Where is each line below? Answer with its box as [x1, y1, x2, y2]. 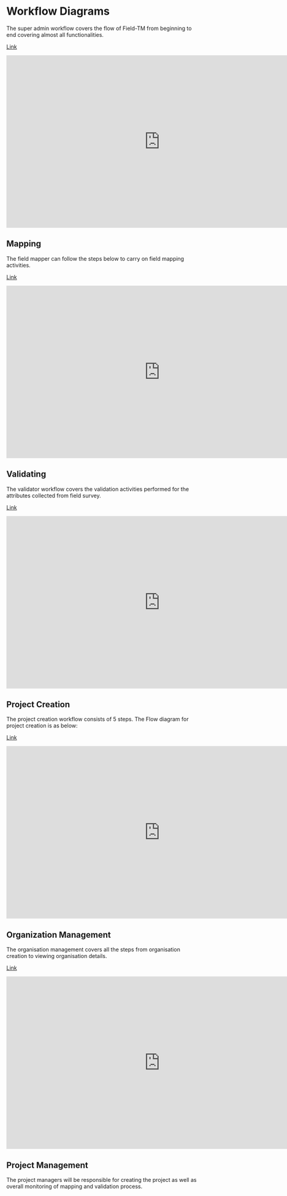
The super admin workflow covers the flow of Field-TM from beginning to [6, 25, 192, 32]
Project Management [6, 1160, 88, 1170]
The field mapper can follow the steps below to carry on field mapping [6, 255, 185, 262]
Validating [6, 469, 47, 480]
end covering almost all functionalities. [6, 31, 104, 38]
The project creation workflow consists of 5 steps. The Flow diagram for [6, 716, 189, 723]
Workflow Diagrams [6, 4, 110, 18]
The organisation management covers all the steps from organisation [6, 946, 181, 953]
